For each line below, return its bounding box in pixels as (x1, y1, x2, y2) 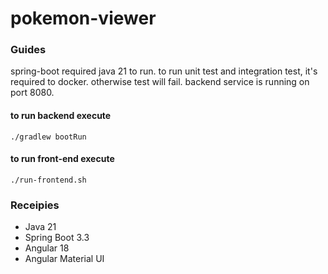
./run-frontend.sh (10, 175, 87, 185)
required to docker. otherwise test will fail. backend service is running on (10, 76, 310, 88)
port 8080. (10, 87, 55, 99)
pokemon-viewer (10, 7, 157, 30)
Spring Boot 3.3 (24, 232, 90, 244)
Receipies (10, 198, 60, 212)
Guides (10, 43, 47, 57)
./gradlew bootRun (10, 132, 87, 142)
